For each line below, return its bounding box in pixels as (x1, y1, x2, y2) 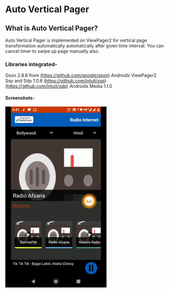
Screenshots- (5, 95, 35, 101)
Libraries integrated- (5, 61, 57, 68)
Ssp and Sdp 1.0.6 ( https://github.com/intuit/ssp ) (5, 78, 107, 84)
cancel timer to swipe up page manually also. (5, 48, 100, 54)
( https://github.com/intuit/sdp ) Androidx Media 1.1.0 (5, 83, 112, 90)
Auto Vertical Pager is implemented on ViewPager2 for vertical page (5, 37, 148, 43)
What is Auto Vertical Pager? (5, 24, 98, 33)
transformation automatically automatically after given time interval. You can (5, 43, 164, 49)
